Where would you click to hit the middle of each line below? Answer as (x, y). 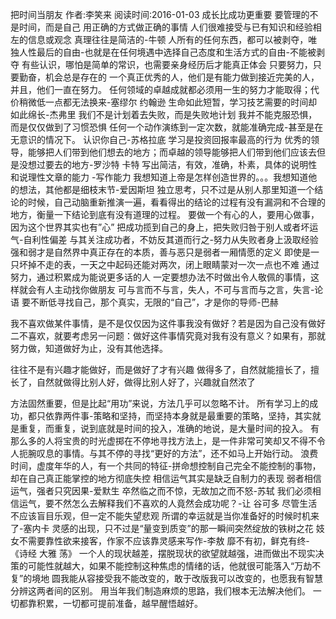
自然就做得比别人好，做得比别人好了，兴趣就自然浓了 (146, 382)
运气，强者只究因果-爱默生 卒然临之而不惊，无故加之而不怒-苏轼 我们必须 (161, 491)
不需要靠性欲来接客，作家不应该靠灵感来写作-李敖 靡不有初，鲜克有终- (164, 541)
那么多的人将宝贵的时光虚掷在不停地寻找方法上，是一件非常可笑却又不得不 (163, 441)
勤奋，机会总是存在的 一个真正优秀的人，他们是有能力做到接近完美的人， (169, 77)
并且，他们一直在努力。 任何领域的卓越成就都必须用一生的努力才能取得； (160, 89)
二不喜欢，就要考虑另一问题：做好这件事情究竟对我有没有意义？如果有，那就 (168, 336)
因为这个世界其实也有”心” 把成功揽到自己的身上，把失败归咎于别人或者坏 (160, 227)
